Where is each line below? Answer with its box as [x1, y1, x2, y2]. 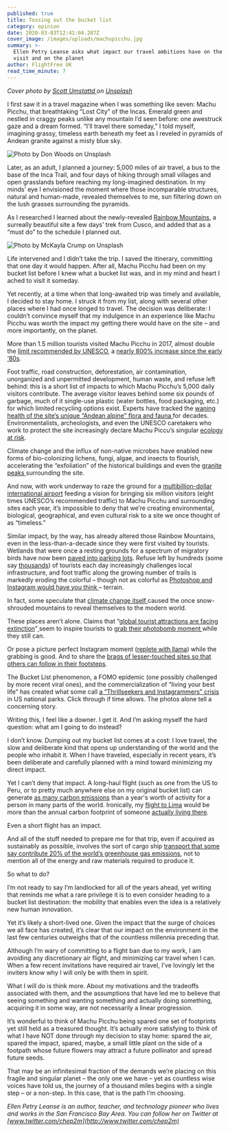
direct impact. [7, 765, 47, 773]
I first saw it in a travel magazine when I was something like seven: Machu [7, 100, 216, 108]
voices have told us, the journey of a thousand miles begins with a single [7, 1081, 213, 1089]
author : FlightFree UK [7, 61, 72, 68]
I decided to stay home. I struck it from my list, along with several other [7, 297, 208, 305]
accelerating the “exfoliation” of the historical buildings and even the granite [7, 461, 222, 469]
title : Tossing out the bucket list [7, 17, 112, 23]
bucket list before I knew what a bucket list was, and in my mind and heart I [7, 269, 220, 277]
